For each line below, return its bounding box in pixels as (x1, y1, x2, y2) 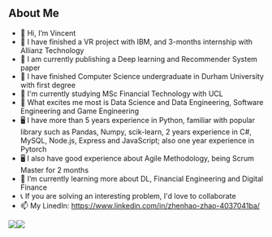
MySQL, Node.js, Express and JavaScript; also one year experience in (19, 135, 254, 145)
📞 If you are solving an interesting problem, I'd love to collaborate (19, 191, 237, 200)
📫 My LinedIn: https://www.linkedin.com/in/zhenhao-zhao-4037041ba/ (19, 200, 261, 210)
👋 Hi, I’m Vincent (19, 28, 76, 37)
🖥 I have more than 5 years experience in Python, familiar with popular (19, 115, 256, 125)
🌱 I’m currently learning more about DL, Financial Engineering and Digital (19, 173, 264, 183)
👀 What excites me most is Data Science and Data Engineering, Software (19, 97, 264, 107)
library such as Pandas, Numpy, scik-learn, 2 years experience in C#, (19, 126, 252, 137)
